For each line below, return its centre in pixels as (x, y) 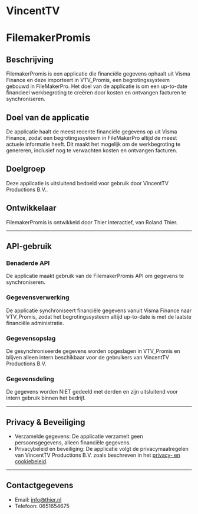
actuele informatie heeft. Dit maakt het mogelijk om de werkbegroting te (93, 144)
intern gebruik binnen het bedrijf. (46, 398)
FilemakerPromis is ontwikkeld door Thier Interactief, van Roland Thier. (92, 222)
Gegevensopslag (31, 338)
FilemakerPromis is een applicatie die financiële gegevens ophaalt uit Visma (98, 74)
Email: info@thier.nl (38, 499)
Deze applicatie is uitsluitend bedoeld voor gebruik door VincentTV (88, 183)
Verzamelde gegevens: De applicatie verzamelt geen (79, 436)
